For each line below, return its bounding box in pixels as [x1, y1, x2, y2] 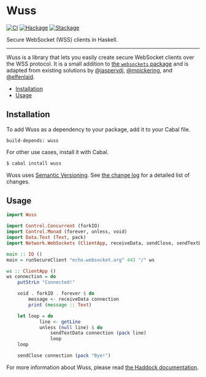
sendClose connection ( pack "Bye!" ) [17, 352, 112, 359]
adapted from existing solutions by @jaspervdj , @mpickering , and [6, 66, 173, 74]
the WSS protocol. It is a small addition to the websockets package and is [6, 60, 189, 68]
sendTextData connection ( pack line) [50, 330, 147, 336]
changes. [6, 177, 30, 185]
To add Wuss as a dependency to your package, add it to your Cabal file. [6, 125, 191, 133]
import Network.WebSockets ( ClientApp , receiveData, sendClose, [6, 240, 174, 246]
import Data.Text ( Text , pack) [6, 235, 86, 241]
